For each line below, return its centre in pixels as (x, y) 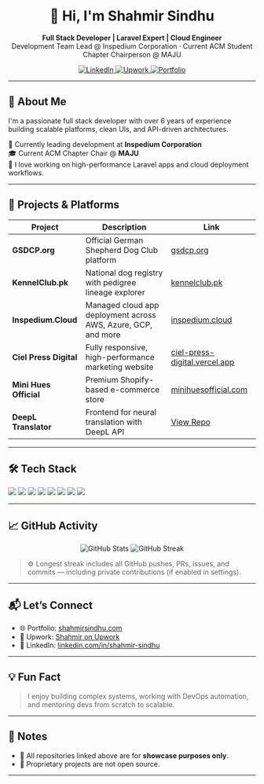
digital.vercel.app (203, 362)
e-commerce (135, 390)
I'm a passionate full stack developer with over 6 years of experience (120, 120)
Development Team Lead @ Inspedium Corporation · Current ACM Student (132, 46)
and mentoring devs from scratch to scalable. (101, 704)
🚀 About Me (37, 102)
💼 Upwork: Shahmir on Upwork (70, 637)
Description (124, 227)
